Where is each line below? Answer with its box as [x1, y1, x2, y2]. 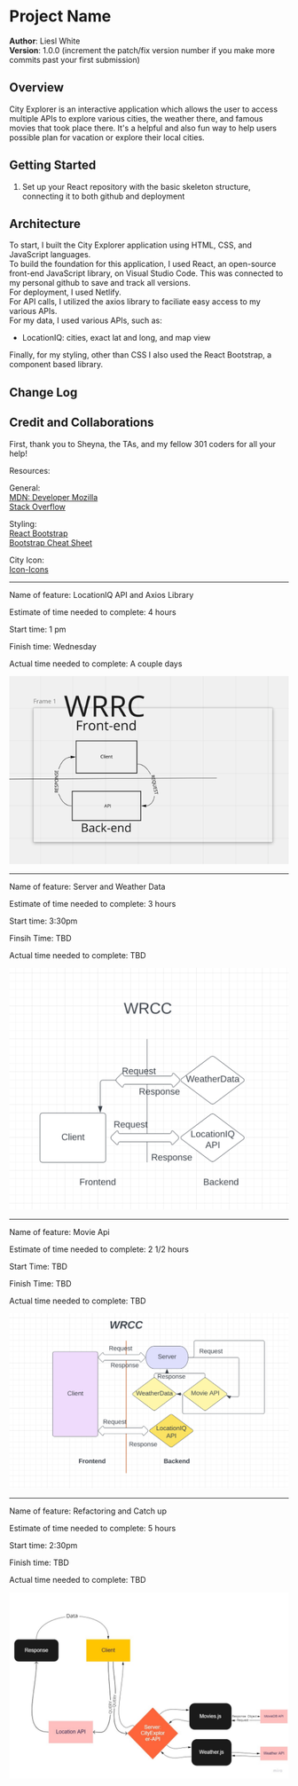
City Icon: [9, 555, 44, 565]
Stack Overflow [9, 501, 67, 512]
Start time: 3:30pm [9, 916, 78, 926]
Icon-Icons [9, 563, 49, 574]
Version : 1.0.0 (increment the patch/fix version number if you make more [9, 44, 275, 55]
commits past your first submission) [9, 54, 140, 65]
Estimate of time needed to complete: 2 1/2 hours [9, 1244, 189, 1255]
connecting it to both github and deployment [21, 191, 185, 201]
